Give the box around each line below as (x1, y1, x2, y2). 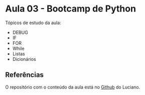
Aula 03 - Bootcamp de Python (5, 3, 136, 15)
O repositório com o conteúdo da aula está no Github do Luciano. (5, 84, 140, 90)
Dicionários (12, 56, 36, 62)
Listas (12, 51, 25, 57)
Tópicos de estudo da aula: (5, 20, 61, 26)
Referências (5, 71, 44, 79)
